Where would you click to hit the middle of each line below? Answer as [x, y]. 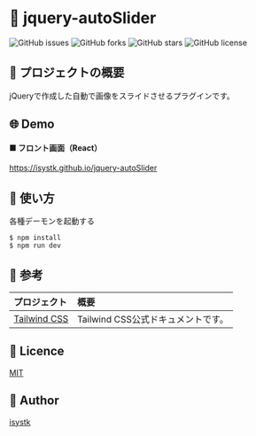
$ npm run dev [35, 246]
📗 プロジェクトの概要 [67, 73]
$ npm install [35, 238]
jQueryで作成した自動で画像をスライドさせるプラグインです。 [122, 96]
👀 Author [34, 401]
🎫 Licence [37, 351]
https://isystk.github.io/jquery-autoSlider [83, 168]
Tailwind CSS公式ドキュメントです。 [152, 319]
